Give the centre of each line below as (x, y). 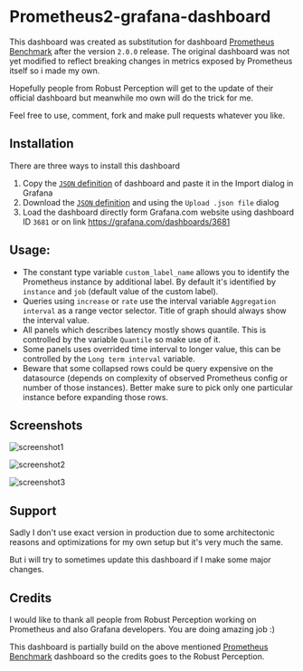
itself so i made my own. (55, 71)
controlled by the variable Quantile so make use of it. (122, 339)
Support (33, 510)
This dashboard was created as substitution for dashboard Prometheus (142, 42)
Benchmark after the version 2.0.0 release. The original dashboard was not (150, 51)
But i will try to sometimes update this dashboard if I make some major (140, 560)
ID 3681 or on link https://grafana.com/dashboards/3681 (126, 221)
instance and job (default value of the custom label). (120, 291)
